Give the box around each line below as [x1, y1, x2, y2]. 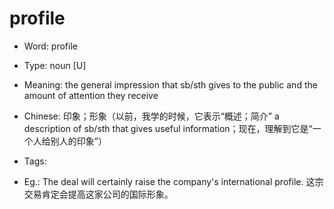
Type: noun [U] [23, 59, 87, 71]
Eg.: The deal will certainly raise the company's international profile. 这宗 [23, 175, 324, 187]
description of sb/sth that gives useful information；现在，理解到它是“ [23, 122, 313, 134]
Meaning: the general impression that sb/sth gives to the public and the [23, 78, 318, 91]
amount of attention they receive [23, 89, 159, 101]
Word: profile [23, 40, 78, 52]
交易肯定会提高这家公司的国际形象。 [23, 188, 174, 200]
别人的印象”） [50, 135, 107, 147]
